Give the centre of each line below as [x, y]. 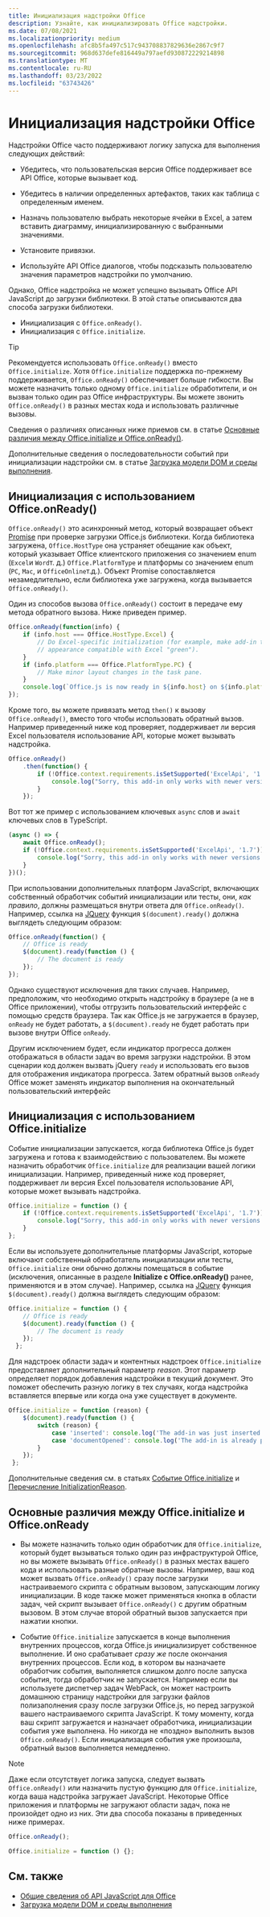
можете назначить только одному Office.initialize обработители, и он [133, 388]
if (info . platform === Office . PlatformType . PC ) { [108, 665]
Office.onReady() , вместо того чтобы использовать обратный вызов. [126, 718]
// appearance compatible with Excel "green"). [118, 649]
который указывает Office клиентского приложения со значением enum [133, 554]
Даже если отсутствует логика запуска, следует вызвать [106, 1779]
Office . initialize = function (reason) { [79, 1410]
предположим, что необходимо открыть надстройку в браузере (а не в [131, 998]
